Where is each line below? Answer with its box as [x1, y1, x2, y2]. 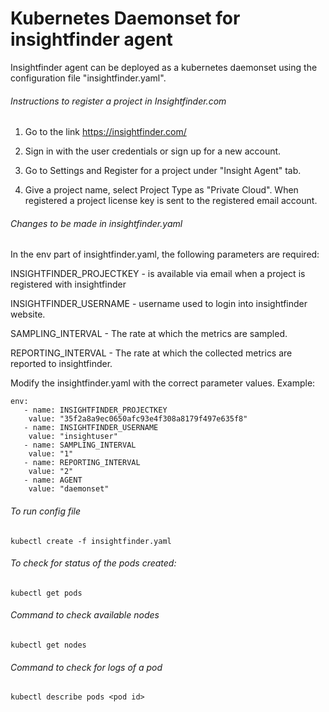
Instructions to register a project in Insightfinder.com [10, 95, 227, 107]
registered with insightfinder [10, 278, 127, 291]
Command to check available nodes [10, 609, 160, 621]
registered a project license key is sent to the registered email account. [24, 195, 318, 207]
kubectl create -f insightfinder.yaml [10, 536, 172, 546]
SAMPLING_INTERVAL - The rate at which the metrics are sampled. [10, 328, 288, 340]
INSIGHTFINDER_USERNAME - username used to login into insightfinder [10, 298, 308, 310]
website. [10, 308, 46, 321]
